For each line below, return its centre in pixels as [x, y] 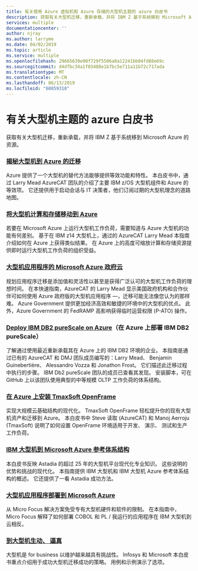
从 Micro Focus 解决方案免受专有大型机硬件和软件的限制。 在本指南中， [93, 509]
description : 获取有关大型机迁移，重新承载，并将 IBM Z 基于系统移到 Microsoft [96, 17]
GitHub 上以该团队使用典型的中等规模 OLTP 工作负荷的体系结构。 [85, 380]
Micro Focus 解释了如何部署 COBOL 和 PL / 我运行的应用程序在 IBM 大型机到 [99, 516]
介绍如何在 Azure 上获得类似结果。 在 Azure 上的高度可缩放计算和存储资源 [96, 243]
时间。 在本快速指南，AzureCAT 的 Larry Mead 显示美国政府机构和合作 [97, 288]
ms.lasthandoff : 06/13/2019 [41, 83]
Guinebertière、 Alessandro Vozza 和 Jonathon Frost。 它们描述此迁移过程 [97, 365]
